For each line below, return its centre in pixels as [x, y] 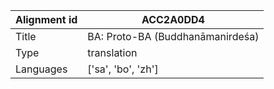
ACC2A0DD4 [173, 19]
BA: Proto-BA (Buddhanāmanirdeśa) [173, 36]
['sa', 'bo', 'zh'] [123, 69]
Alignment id [46, 19]
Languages [41, 69]
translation [112, 52]
